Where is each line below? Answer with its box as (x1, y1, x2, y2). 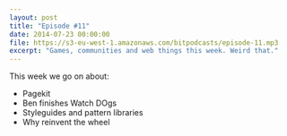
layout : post (9, 13, 58, 22)
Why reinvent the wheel (22, 117, 110, 128)
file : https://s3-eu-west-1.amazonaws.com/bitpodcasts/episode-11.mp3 (9, 38, 279, 47)
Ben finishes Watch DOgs (22, 98, 117, 108)
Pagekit (22, 89, 51, 99)
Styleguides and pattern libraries (22, 107, 143, 118)
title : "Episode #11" (9, 21, 91, 30)
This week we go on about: (9, 71, 109, 81)
